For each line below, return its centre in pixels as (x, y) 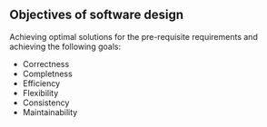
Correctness (46, 63)
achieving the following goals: (65, 46)
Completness (47, 73)
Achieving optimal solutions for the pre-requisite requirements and (134, 36)
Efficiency (41, 83)
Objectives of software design (97, 15)
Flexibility (40, 93)
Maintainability (50, 112)
